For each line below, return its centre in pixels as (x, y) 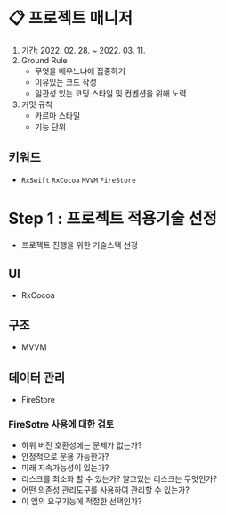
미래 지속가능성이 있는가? (65, 468)
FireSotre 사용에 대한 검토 (61, 425)
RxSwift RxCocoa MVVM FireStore (78, 180)
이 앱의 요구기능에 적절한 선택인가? (81, 502)
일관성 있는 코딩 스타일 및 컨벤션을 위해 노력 (110, 93)
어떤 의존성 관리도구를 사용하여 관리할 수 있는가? (105, 490)
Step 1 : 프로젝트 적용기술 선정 (113, 218)
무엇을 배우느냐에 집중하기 (80, 71)
